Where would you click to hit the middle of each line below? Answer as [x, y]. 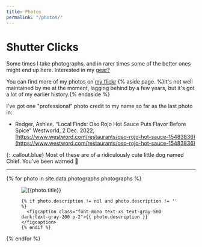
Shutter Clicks [43, 47]
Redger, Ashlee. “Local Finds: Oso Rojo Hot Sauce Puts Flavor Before [100, 124]
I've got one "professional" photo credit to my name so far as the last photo [99, 106]
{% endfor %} [23, 239]
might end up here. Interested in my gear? [58, 70]
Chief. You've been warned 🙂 [42, 161]
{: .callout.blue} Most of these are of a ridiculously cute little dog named [95, 155]
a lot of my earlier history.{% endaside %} [58, 94]
